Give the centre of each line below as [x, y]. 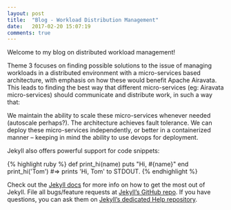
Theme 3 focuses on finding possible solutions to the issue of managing [110, 65]
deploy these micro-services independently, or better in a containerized [109, 130]
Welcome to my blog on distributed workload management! [91, 52]
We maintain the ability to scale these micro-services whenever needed [109, 116]
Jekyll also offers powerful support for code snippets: [83, 151]
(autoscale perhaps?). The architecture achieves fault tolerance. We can [110, 123]
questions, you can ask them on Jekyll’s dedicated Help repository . [102, 200]
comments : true [29, 33]
